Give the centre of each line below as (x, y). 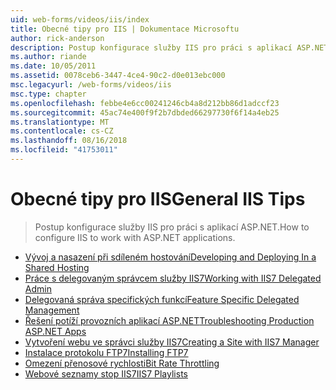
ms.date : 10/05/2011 (53, 66)
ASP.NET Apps (55, 331)
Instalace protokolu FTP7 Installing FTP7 (106, 352)
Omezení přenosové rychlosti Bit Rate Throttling (122, 363)
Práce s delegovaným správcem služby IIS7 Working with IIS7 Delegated (173, 278)
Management (52, 310)
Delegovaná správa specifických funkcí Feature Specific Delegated (162, 299)
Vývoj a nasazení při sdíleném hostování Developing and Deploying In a (170, 257)
